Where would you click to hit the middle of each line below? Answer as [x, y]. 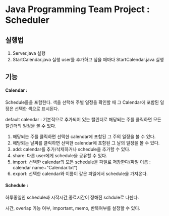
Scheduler [27, 20]
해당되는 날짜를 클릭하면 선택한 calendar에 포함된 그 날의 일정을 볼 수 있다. [86, 142]
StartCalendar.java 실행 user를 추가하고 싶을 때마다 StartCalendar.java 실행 [88, 60]
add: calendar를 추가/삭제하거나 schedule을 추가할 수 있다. [71, 149]
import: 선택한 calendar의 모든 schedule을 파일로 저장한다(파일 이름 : [81, 162]
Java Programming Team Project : [77, 9]
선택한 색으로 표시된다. [37, 109]
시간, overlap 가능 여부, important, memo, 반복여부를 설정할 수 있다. [73, 208]
